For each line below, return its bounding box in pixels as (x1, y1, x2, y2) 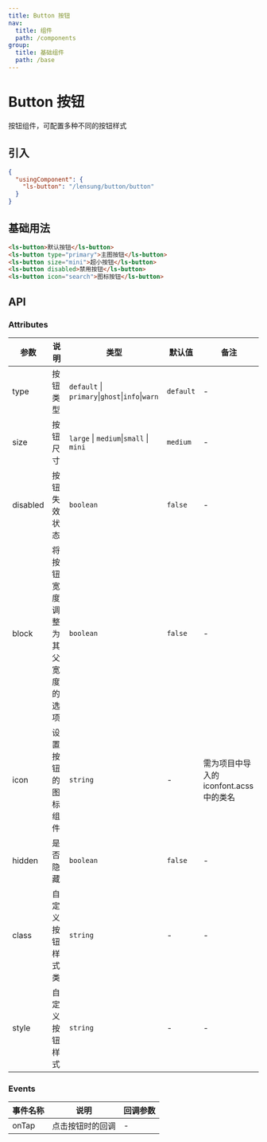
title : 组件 (15, 26, 53, 34)
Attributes (8, 319, 48, 330)
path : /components (15, 33, 77, 42)
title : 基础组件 (15, 49, 65, 57)
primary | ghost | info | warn (68, 390, 159, 402)
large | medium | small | (68, 432, 149, 443)
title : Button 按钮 (8, 11, 71, 20)
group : (8, 41, 30, 49)
